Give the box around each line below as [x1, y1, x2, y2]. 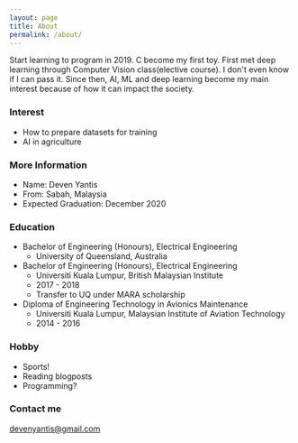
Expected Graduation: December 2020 [22, 198, 167, 208]
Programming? [22, 380, 77, 391]
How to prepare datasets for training [22, 126, 158, 137]
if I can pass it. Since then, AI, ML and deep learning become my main [9, 74, 269, 85]
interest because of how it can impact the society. [9, 83, 195, 95]
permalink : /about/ [9, 30, 83, 39]
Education [9, 220, 56, 233]
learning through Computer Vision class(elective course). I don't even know [9, 64, 290, 75]
